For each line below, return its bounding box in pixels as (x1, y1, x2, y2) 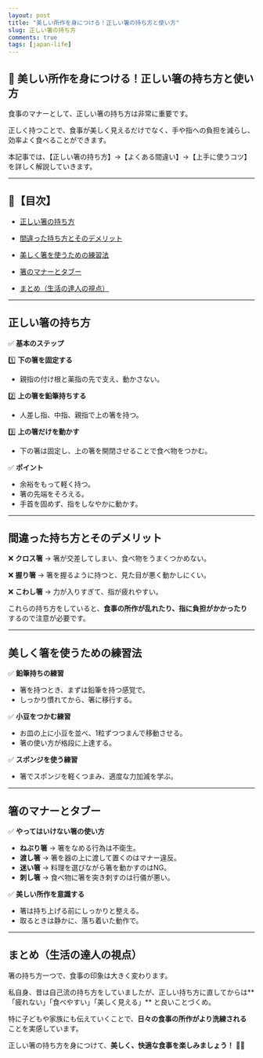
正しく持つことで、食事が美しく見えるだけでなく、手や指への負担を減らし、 (8, 125, 254, 134)
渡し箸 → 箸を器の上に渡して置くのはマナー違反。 (19, 853, 182, 862)
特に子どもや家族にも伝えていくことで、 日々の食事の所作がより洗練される (8, 1014, 247, 1023)
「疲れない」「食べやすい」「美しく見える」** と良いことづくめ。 (8, 997, 215, 1006)
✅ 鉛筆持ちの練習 (8, 668, 64, 678)
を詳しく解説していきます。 (8, 162, 97, 171)
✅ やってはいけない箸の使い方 (8, 826, 105, 836)
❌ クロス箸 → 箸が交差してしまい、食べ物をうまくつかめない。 (8, 554, 211, 563)
